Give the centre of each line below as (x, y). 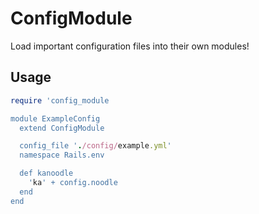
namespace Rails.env (62, 155)
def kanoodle (46, 173)
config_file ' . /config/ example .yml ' (95, 146)
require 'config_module (60, 100)
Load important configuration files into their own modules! (130, 46)
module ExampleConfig (55, 118)
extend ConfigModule (62, 128)
